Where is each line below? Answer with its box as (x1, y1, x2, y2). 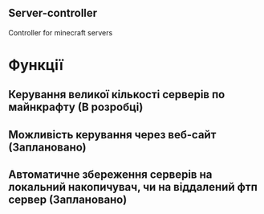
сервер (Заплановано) (8, 193, 128, 207)
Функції (8, 56, 64, 74)
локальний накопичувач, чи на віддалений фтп (8, 180, 258, 194)
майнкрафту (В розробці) (8, 101, 144, 114)
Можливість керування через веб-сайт (8, 128, 217, 142)
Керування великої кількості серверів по (8, 88, 225, 101)
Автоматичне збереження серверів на (8, 168, 213, 182)
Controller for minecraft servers (8, 27, 113, 37)
